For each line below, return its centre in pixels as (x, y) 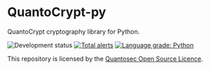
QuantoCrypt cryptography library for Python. (74, 31)
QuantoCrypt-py (57, 12)
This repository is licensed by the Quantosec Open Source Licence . (105, 58)
